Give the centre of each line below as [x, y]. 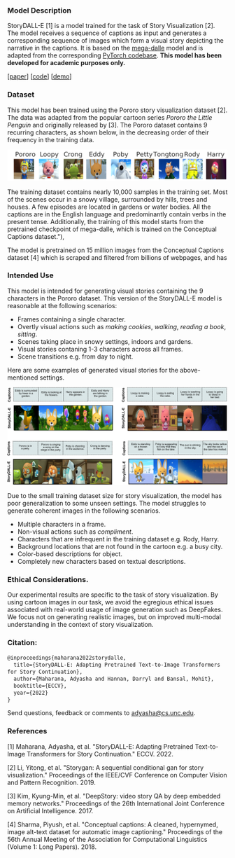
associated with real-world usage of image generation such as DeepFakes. [115, 610]
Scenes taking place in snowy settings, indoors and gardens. [105, 341]
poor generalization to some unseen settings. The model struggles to [107, 503]
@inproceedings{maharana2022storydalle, [67, 658]
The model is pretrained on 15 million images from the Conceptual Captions [116, 250]
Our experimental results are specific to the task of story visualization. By [113, 595]
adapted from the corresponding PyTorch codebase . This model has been [115, 55]
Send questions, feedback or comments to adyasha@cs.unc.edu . [101, 713]
